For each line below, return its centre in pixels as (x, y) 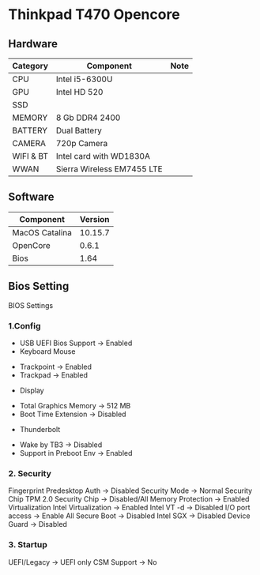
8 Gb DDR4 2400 (88, 118)
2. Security (30, 473)
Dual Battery (79, 130)
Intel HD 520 (79, 92)
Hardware (33, 44)
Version (94, 219)
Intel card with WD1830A (103, 156)
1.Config (24, 325)
